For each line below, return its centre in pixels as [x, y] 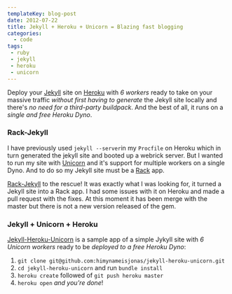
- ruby [20, 53]
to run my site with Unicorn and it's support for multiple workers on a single [116, 162]
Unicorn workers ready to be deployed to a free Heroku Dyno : [97, 247]
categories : [25, 33]
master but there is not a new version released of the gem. [92, 206]
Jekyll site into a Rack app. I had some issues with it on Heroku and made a [116, 191]
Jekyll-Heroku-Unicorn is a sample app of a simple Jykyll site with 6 [106, 239]
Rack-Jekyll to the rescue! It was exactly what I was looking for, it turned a [115, 183]
